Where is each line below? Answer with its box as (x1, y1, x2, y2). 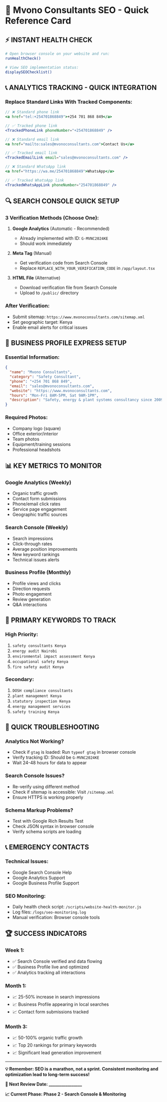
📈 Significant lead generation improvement (12, 1050, 102, 1056)
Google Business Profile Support (12, 880, 80, 886)
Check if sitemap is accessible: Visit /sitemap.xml (12, 789, 114, 795)
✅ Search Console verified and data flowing (12, 958, 102, 964)
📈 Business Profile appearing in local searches (12, 1001, 109, 1007)
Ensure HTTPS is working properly (12, 794, 83, 800)
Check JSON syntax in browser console (12, 823, 94, 830)
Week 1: (5, 947, 25, 954)
